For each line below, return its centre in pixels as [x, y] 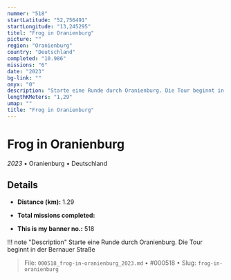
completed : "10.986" [37, 59]
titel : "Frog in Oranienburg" [51, 33]
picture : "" [24, 39]
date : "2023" [26, 71]
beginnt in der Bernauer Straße [51, 249]
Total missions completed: [56, 215]
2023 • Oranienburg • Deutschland [57, 163]
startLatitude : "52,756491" [48, 20]
